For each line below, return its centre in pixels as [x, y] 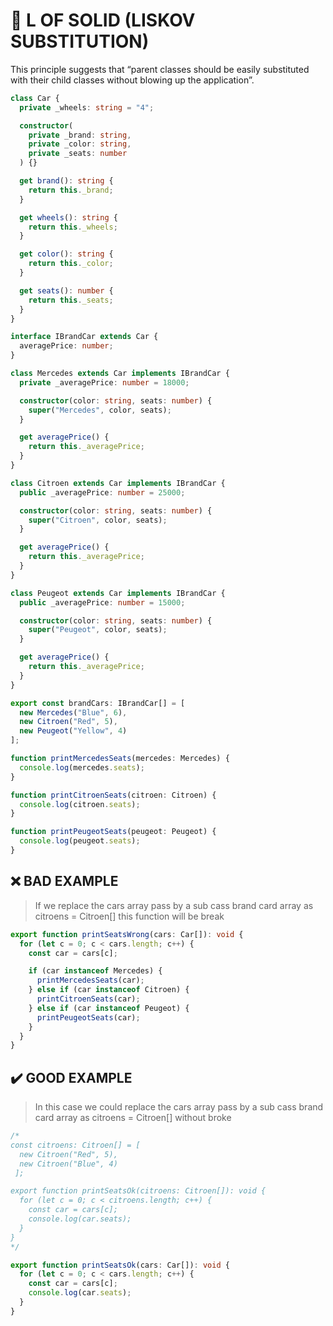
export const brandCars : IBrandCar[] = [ [98, 703]
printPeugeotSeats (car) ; [88, 1017]
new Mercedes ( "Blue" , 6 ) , [73, 712]
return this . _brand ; [71, 190]
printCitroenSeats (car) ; [88, 999]
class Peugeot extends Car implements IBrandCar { [118, 593]
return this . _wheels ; [73, 227]
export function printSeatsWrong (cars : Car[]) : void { [127, 934]
